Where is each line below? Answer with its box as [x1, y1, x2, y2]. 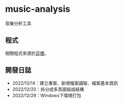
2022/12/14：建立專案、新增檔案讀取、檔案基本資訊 [12, 80, 118, 86]
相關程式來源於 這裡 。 [5, 50, 49, 56]
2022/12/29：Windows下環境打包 [12, 92, 81, 98]
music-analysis [5, 3, 70, 15]
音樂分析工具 [5, 20, 31, 26]
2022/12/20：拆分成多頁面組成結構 [12, 86, 84, 92]
